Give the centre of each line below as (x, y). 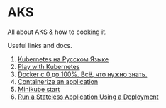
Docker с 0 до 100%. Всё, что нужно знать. (82, 74)
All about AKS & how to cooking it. (57, 32)
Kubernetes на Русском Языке (63, 59)
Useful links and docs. (40, 45)
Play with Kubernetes (49, 66)
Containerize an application (57, 81)
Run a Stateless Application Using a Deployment (88, 97)
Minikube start (39, 89)
